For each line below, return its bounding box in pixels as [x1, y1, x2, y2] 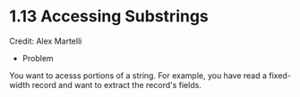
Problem [21, 53, 54, 63]
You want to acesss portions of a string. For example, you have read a [9, 69, 267, 81]
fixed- [268, 69, 291, 81]
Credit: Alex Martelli [9, 36, 82, 46]
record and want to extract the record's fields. [31, 79, 201, 90]
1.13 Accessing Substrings [9, 6, 209, 27]
